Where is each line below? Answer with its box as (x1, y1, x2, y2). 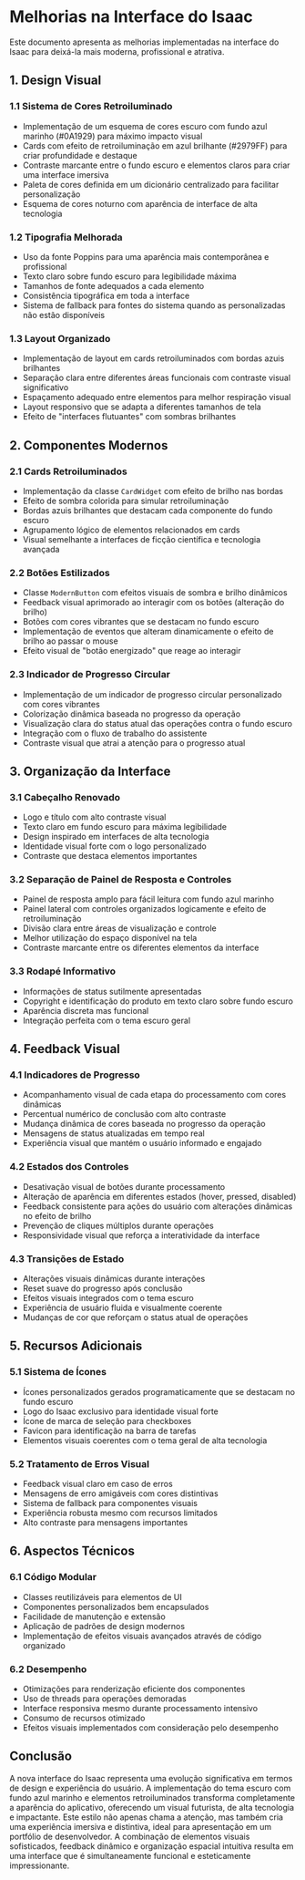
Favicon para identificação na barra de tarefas (22, 1425, 197, 1436)
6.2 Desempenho (9, 1662, 87, 1675)
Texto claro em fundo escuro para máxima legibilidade (22, 821, 228, 832)
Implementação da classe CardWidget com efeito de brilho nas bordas (22, 485, 284, 496)
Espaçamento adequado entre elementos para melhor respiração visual (22, 392, 291, 403)
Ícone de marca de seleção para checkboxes (22, 1415, 192, 1426)
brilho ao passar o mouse (22, 635, 118, 646)
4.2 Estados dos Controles (9, 1161, 129, 1173)
